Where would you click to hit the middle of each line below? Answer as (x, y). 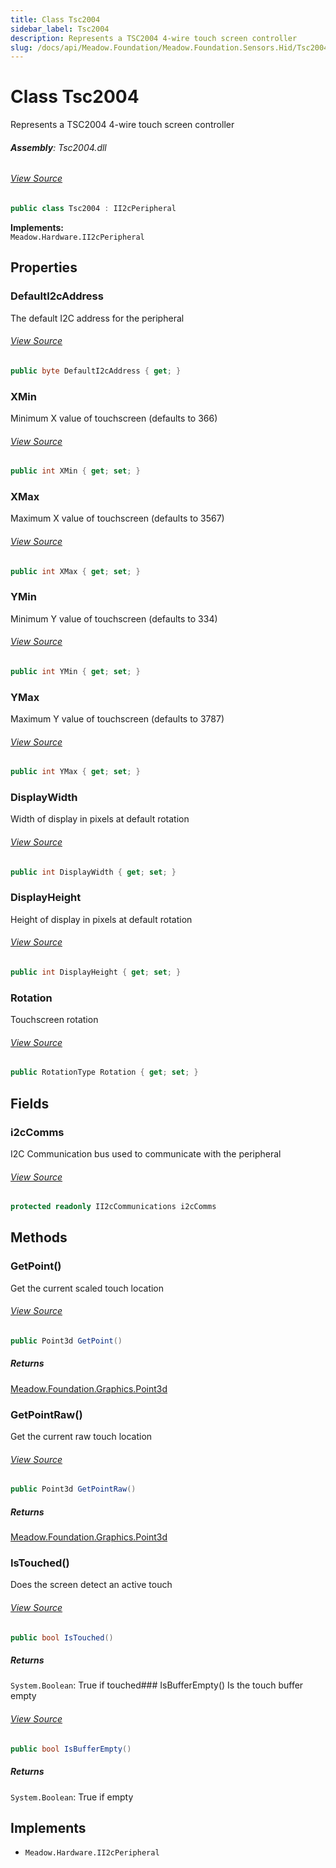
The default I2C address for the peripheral (97, 318)
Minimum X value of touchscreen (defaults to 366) (114, 418)
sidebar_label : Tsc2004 (60, 29)
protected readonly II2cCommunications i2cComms (113, 1207)
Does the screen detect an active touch (91, 1585)
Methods (39, 1237)
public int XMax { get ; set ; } (75, 571)
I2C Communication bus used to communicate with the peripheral (146, 1153)
